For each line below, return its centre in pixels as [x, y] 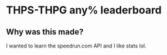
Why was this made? [45, 32]
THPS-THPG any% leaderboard [84, 10]
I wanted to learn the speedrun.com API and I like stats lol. [76, 46]
